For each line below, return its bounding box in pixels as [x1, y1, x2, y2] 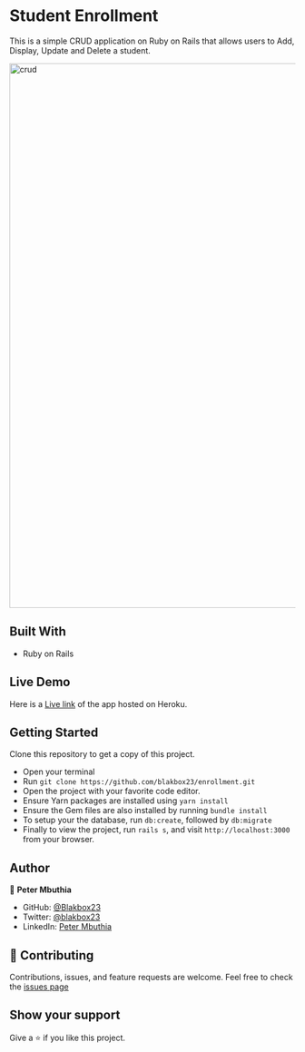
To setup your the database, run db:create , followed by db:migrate [22, 814, 272, 826]
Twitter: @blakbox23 [22, 911, 101, 922]
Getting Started [9, 724, 99, 740]
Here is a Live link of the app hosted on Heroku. [9, 698, 188, 709]
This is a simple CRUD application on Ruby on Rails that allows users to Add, [9, 35, 295, 46]
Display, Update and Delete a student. [9, 44, 152, 55]
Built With [9, 624, 66, 640]
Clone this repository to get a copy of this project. [9, 749, 195, 760]
